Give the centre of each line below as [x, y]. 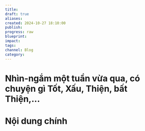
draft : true [17, 14]
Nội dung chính [36, 121]
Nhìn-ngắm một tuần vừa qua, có [72, 78]
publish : [14, 28]
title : [12, 9]
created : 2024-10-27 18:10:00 [36, 23]
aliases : [14, 18]
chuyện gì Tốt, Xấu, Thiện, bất [66, 89]
